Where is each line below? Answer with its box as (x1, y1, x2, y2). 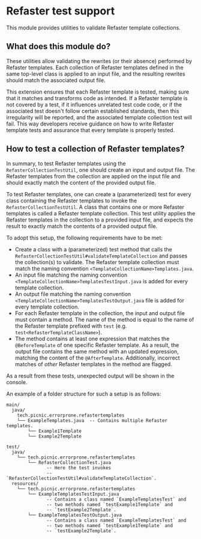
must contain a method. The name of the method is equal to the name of (14, 316, 194, 323)
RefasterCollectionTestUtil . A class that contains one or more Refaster (6, 203, 185, 211)
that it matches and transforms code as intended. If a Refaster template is (6, 94, 188, 101)
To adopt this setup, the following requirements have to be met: (6, 234, 163, 241)
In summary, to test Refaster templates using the (6, 160, 126, 167)
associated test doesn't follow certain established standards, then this (6, 107, 179, 115)
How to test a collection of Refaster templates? (6, 144, 185, 154)
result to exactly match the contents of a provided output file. (6, 222, 158, 229)
